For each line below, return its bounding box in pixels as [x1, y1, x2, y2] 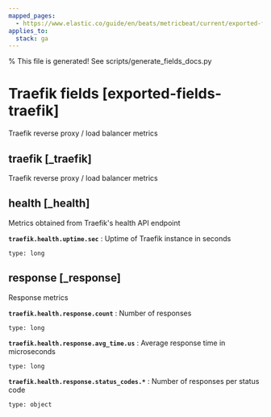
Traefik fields [8, 85, 99, 103]
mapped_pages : [8, 11, 56, 20]
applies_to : [8, 27, 48, 35]
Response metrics [8, 292, 69, 302]
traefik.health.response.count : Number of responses [8, 308, 192, 318]
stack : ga [15, 34, 48, 43]
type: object [8, 400, 52, 408]
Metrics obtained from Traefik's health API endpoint [8, 218, 181, 227]
